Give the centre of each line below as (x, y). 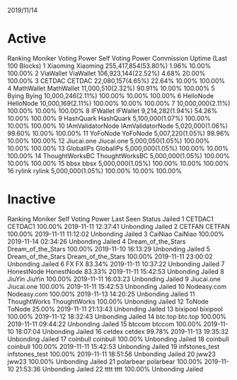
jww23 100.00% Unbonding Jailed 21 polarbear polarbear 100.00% (105, 361)
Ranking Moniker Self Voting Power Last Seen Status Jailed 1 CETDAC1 (110, 219)
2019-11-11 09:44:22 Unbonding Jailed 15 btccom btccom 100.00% (105, 323)
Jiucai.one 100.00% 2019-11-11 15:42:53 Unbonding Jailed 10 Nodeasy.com (117, 286)
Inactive (31, 200)
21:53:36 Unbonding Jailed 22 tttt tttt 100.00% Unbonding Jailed (109, 369)
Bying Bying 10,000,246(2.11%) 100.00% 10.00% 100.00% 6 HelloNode (111, 95)
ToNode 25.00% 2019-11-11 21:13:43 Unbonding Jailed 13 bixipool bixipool (115, 309)
